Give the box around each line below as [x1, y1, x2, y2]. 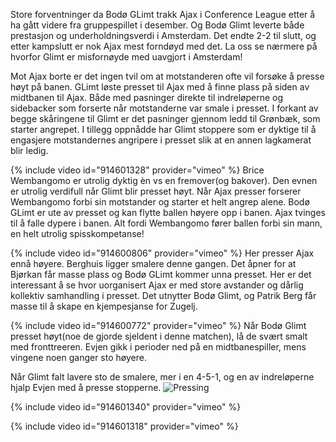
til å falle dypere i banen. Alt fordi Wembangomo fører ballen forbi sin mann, [10, 217, 323, 229]
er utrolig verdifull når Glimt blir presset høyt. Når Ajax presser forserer [10, 185, 302, 197]
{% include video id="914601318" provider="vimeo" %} [10, 420, 239, 432]
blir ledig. [10, 145, 49, 156]
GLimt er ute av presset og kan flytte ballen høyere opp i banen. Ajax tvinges [10, 207, 327, 218]
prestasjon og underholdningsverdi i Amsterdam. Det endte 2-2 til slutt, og [10, 30, 317, 41]
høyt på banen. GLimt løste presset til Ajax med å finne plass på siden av [10, 81, 310, 93]
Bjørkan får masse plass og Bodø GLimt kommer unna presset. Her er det [10, 269, 312, 280]
